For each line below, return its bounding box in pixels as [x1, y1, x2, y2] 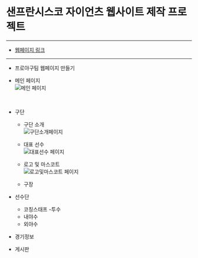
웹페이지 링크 [14, 46, 45, 53]
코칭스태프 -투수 [23, 205, 61, 213]
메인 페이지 [14, 77, 41, 84]
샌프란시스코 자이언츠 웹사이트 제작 [6, 5, 166, 19]
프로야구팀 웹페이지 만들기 [14, 64, 75, 71]
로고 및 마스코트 [23, 161, 60, 168]
